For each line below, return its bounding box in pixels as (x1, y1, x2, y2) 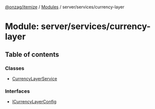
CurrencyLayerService (12, 76, 57, 82)
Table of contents (5, 50, 59, 58)
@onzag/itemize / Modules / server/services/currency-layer (5, 4, 124, 10)
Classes (5, 65, 25, 71)
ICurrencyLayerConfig (12, 99, 57, 105)
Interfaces (5, 88, 30, 95)
